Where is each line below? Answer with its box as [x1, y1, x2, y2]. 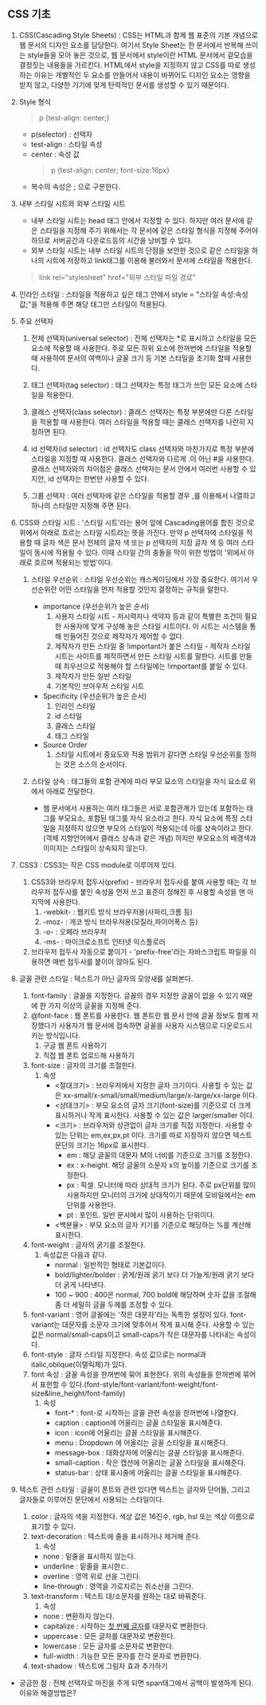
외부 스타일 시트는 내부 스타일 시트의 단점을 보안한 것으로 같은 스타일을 [30, 246, 250, 255]
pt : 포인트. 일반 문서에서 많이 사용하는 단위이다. [66, 1210, 216, 1219]
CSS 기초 [7, 7, 51, 22]
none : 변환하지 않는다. [42, 1611, 115, 1620]
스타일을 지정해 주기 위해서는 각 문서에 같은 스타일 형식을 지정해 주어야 [39, 226, 259, 235]
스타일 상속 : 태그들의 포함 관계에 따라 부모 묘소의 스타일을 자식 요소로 [30, 776, 248, 786]
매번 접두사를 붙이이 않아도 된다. [52, 956, 153, 967]
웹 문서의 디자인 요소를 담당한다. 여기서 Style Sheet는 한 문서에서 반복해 [18, 40, 244, 49]
